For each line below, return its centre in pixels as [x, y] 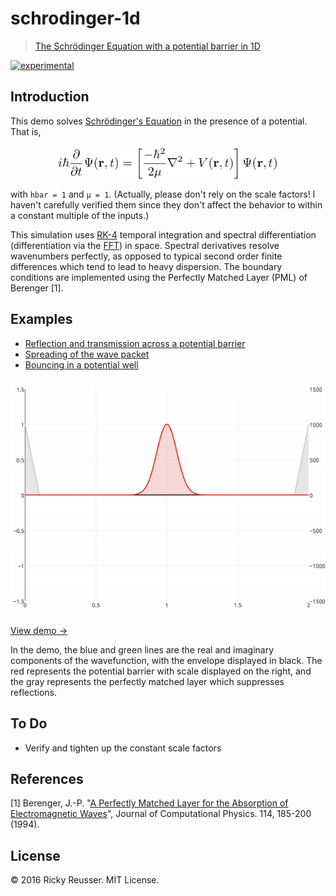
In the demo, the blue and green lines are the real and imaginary [142, 649]
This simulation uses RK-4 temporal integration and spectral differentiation [163, 234]
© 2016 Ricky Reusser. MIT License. [85, 880]
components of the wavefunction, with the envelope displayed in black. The [166, 660]
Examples [41, 319]
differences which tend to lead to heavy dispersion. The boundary [146, 266]
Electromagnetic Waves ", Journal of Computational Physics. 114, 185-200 [161, 814]
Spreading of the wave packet [87, 354]
